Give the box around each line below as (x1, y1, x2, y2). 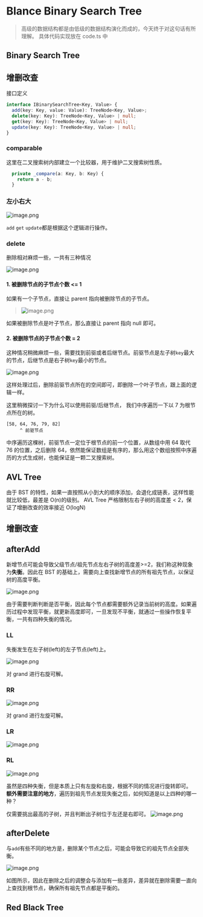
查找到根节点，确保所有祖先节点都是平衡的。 (11, 884, 123, 892)
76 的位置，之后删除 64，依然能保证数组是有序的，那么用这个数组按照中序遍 (6, 446, 197, 454)
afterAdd (6, 544, 40, 554)
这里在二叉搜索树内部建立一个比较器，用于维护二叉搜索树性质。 (6, 158, 165, 166)
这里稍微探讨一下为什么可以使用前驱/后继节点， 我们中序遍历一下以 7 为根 (6, 402, 190, 409)
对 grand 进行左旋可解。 (6, 712, 66, 719)
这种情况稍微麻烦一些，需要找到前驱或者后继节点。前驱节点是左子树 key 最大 (6, 349, 195, 356)
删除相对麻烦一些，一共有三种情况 (6, 254, 91, 261)
